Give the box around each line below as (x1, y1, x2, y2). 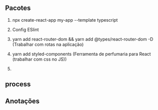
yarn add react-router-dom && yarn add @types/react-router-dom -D (12, 36, 154, 42)
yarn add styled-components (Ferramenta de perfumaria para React (12, 51, 151, 57)
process (5, 80, 31, 88)
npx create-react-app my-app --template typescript (12, 17, 118, 23)
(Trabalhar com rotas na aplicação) (12, 41, 84, 47)
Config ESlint (12, 27, 39, 33)
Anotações (5, 97, 40, 105)
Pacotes (5, 4, 31, 12)
